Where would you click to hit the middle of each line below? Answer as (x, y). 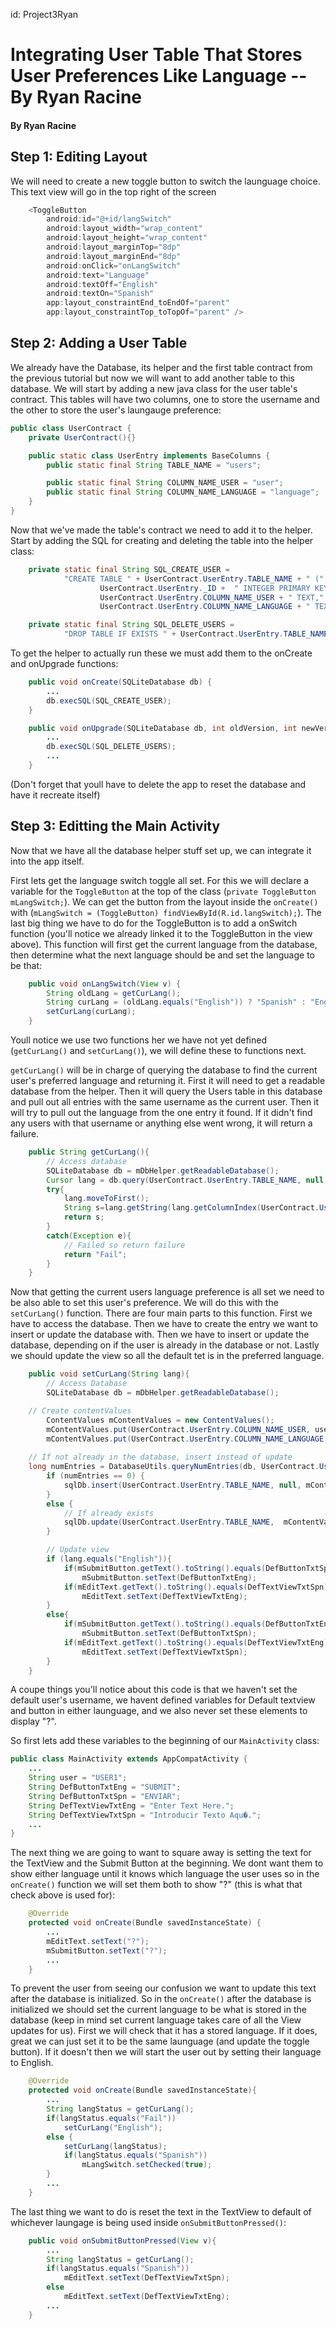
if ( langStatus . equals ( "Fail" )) (111, 2118)
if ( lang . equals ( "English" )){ (109, 1559)
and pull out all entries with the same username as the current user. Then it (165, 1102)
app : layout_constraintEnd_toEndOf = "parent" (138, 303)
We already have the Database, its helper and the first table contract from (161, 367)
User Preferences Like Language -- (159, 76)
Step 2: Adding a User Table (99, 343)
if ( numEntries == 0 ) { (95, 1476)
